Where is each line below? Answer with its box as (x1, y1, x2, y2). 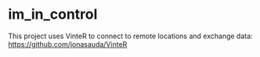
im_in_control (8, 5, 98, 23)
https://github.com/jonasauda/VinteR (8, 39, 128, 48)
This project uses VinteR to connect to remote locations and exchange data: (8, 31, 253, 41)
